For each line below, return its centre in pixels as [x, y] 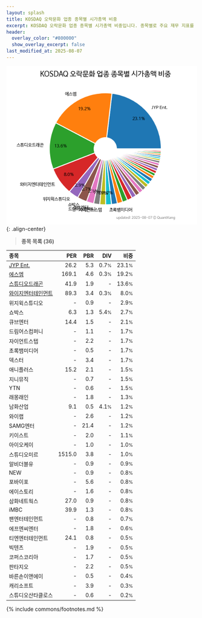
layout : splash [25, 13]
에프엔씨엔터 [24, 529]
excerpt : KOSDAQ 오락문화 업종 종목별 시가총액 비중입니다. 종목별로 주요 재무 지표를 [100, 25]
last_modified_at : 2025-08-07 [44, 51]
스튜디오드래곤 [26, 284]
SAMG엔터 [22, 426]
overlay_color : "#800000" [44, 38]
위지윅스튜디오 [26, 303]
